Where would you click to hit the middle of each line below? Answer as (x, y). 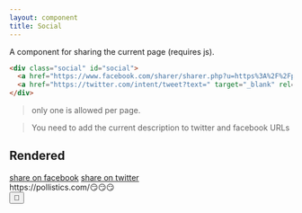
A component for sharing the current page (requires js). (112, 51)
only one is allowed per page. (86, 110)
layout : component (44, 18)
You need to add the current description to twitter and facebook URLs (160, 128)
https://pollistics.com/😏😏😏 (62, 187)
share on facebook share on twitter (74, 177)
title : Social (36, 26)
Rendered (37, 156)
